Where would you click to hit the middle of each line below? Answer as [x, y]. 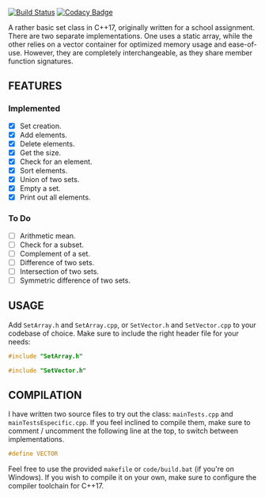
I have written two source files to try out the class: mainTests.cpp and [121, 414]
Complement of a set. [55, 253]
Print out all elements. [55, 197]
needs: [19, 341]
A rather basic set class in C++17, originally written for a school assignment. [132, 27]
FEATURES [35, 86]
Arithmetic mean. [48, 236]
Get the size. [40, 152]
